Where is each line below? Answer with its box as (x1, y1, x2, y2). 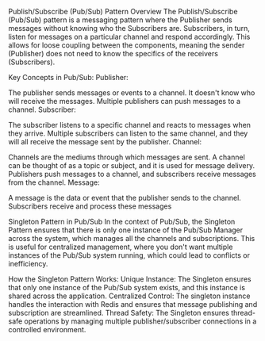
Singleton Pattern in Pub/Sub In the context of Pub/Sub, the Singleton (8, 217, 236, 226)
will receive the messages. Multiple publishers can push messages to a (8, 97, 240, 105)
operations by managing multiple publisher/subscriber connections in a (24, 316, 257, 326)
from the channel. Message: (8, 178, 101, 187)
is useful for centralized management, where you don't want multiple (8, 242, 233, 251)
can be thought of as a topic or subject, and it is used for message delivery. (8, 161, 255, 170)
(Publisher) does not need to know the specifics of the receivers (8, 49, 218, 58)
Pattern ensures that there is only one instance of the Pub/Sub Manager (8, 225, 244, 235)
